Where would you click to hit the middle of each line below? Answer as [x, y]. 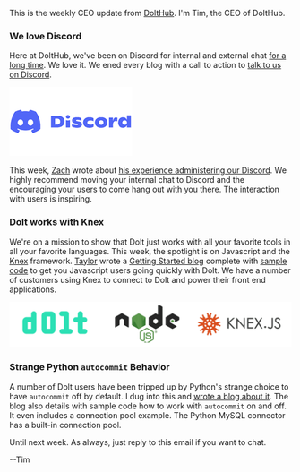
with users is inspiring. [51, 199]
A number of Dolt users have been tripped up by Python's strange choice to [149, 386]
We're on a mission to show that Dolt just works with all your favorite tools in [150, 242]
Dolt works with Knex [57, 222]
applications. [33, 289]
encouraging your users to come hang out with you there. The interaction [145, 189]
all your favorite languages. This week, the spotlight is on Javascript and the [150, 251]
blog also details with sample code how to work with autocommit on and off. [148, 406]
